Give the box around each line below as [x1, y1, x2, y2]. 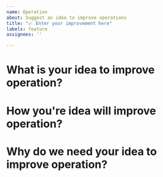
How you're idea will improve [6, 104, 157, 117]
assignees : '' [6, 32, 43, 38]
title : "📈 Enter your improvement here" [6, 20, 112, 26]
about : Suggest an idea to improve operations [6, 15, 127, 21]
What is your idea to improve [6, 63, 155, 77]
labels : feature [6, 26, 48, 32]
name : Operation [6, 9, 48, 15]
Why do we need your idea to [6, 144, 157, 158]
